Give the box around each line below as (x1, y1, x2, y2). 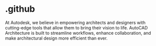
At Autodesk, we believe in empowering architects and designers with (5, 20, 146, 25)
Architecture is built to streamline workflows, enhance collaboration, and (5, 30, 152, 36)
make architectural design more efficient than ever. (5, 35, 108, 41)
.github (5, 3, 35, 15)
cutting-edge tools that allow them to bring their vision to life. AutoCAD (5, 24, 148, 30)
